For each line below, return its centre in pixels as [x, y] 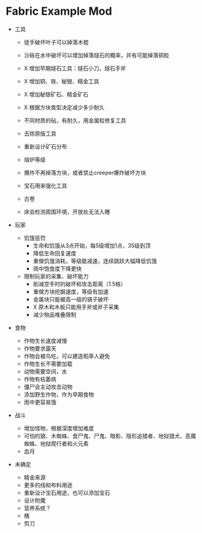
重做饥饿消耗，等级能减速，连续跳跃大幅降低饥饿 [95, 261]
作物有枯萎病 [40, 379]
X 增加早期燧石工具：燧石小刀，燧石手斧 [75, 68]
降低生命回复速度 [55, 253]
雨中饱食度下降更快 [57, 268]
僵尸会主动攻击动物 [48, 387]
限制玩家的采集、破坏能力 [56, 276]
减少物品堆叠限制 [55, 314]
